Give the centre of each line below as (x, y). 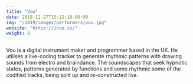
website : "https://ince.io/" (42, 28)
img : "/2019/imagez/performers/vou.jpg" (57, 22)
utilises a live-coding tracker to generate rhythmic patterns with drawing (94, 56)
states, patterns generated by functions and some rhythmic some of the (94, 69)
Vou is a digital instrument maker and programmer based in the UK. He (92, 50)
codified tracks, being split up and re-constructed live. (72, 75)
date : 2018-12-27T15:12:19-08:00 (47, 17)
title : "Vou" (22, 11)
